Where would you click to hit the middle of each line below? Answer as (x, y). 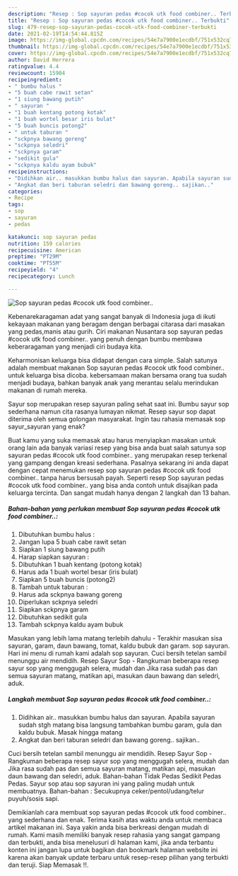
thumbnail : (24, 47)
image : (18, 40)
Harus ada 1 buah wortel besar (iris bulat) (78, 572)
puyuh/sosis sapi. (34, 798)
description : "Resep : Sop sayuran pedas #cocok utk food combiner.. (113, 14)
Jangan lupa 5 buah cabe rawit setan (72, 542)
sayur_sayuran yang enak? (47, 426)
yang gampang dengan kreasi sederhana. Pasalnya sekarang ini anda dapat (118, 462)
